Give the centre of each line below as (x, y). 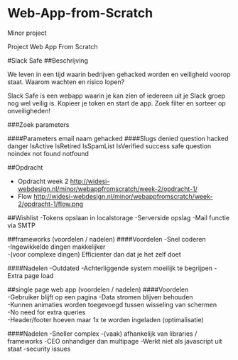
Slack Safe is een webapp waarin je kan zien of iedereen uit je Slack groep (117, 96)
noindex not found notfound (48, 153)
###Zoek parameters (38, 124)
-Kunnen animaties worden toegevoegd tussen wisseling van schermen (112, 304)
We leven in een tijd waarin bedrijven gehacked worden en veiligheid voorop (119, 74)
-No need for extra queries (47, 312)
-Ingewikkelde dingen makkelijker (56, 247)
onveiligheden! (29, 110)
